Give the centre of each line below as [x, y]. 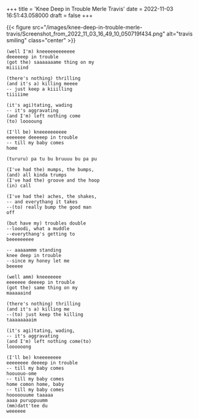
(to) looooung [24, 121]
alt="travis [179, 34]
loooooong [19, 347]
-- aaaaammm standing [34, 250]
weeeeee [16, 411]
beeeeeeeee [20, 239]
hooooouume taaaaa [30, 395]
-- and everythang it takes [42, 202]
